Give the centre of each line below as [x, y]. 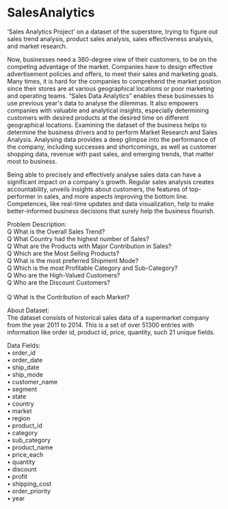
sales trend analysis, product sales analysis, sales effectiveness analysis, [110, 38]
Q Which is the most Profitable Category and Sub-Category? [92, 268]
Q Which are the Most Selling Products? [63, 253]
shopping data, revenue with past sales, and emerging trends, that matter [111, 154]
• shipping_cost [29, 484]
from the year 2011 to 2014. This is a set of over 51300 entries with [101, 325]
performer [22, 196]
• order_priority [29, 491]
